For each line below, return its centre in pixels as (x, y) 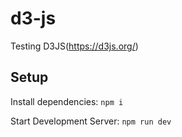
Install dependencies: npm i (67, 101)
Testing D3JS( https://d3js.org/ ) (74, 46)
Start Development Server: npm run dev (91, 121)
